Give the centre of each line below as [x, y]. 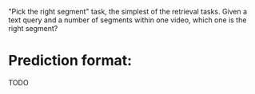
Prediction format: [70, 61]
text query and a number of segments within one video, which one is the [127, 20]
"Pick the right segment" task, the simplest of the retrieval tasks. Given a [128, 12]
